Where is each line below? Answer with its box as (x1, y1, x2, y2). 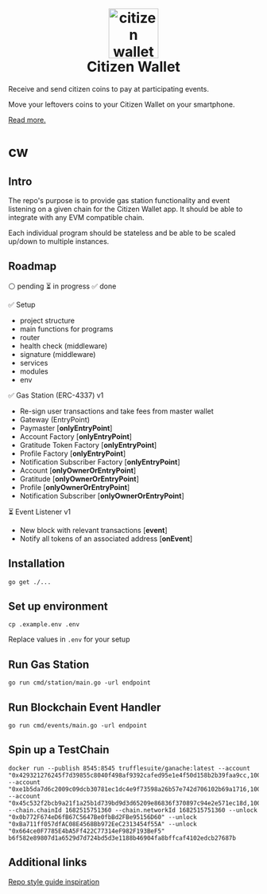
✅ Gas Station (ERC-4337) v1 (8, 390, 104, 400)
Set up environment (8, 599, 109, 613)
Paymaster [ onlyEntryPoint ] (19, 423, 113, 433)
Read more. (8, 115, 46, 124)
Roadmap (8, 260, 57, 273)
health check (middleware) (19, 341, 108, 351)
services (19, 358, 48, 367)
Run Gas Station (8, 657, 90, 671)
